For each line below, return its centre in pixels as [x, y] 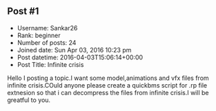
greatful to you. [29, 100]
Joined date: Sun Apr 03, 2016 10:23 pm [74, 50]
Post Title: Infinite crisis [50, 64]
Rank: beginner [39, 35]
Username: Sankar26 [47, 28]
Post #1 [23, 11]
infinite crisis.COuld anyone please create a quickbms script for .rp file [107, 85]
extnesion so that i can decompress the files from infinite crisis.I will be [108, 92]
